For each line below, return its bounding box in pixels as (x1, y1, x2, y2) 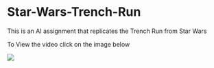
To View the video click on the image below (7, 40, 130, 48)
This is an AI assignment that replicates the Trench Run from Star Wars (7, 27, 207, 35)
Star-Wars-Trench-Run (7, 4, 141, 20)
